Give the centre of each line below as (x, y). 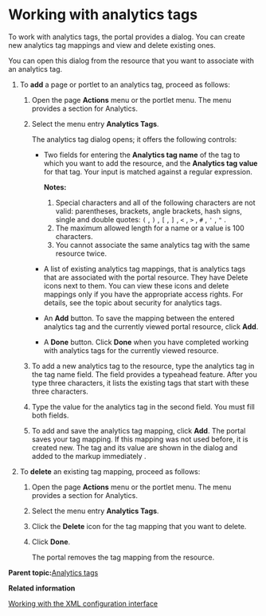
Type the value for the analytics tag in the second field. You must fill (143, 406)
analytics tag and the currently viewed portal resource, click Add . (151, 326)
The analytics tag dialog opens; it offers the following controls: (134, 139)
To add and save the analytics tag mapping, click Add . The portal (139, 430)
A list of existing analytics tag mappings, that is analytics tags (145, 269)
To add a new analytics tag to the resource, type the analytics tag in (143, 366)
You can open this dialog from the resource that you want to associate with (131, 61)
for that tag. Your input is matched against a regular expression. (148, 171)
